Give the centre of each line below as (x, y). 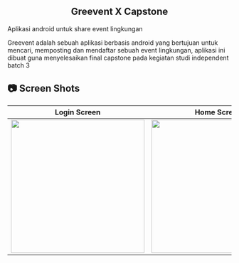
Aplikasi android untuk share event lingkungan (75, 28)
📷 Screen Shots (44, 88)
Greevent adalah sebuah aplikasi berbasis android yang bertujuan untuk (113, 43)
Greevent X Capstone (119, 12)
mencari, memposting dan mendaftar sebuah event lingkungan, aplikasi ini (116, 50)
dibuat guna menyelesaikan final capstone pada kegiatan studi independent (118, 58)
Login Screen (78, 112)
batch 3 (18, 65)
